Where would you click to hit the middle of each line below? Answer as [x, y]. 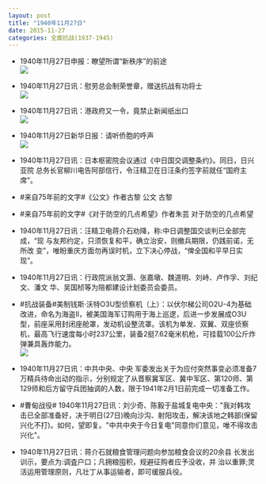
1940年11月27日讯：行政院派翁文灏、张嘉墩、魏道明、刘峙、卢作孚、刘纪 [139, 278]
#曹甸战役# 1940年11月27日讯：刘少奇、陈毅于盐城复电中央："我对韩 [132, 405]
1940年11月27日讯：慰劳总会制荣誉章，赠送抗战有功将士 [111, 86]
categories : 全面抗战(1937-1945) [61, 38]
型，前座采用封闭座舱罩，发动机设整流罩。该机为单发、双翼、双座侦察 [134, 324]
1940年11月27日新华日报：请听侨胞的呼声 [87, 136]
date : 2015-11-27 [37, 30]
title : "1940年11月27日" [47, 23]
